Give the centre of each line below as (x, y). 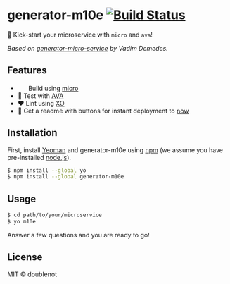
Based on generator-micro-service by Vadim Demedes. (88, 48)
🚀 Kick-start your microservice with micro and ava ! (80, 35)
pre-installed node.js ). (39, 157)
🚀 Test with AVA (40, 96)
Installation (32, 133)
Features (27, 70)
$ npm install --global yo (47, 170)
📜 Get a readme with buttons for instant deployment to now (103, 111)
